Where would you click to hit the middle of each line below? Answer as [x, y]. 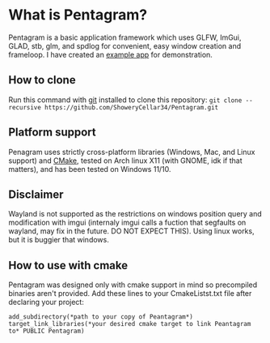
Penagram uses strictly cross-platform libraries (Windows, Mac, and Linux [132, 152]
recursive [25, 107]
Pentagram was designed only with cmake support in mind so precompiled [133, 285]
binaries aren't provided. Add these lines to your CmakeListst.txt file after [130, 294]
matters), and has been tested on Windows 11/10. [90, 169]
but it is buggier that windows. [59, 240]
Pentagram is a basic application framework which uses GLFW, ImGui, [125, 37]
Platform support [52, 133]
